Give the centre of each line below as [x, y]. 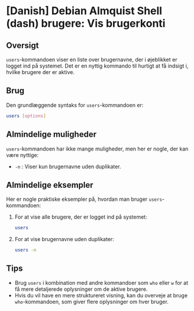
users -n [25, 250]
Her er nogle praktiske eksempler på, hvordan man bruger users [84, 199]
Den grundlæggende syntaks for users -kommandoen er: [75, 105]
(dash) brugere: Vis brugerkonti [86, 23]
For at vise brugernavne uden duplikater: [64, 239]
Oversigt [22, 45]
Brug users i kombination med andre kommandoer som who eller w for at [101, 283]
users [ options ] [26, 116]
